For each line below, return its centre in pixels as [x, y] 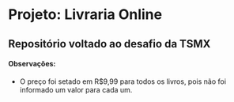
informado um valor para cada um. [76, 89]
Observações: [32, 64]
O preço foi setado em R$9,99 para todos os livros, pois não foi [123, 81]
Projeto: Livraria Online [85, 15]
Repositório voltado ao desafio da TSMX [109, 44]
